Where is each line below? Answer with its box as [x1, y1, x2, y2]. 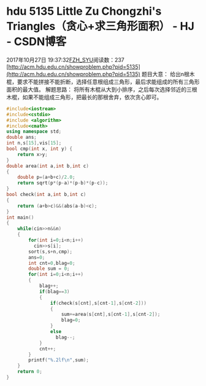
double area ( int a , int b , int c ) [6, 163, 89, 169]
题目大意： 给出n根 [142, 70, 190, 77]
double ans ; [6, 134, 37, 141]
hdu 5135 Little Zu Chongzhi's [6, 4, 162, 18]
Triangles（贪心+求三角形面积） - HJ [6, 20, 195, 33]
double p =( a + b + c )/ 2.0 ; [17, 174, 75, 181]
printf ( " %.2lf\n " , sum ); [28, 357, 89, 363]
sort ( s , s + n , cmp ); [28, 248, 72, 254]
